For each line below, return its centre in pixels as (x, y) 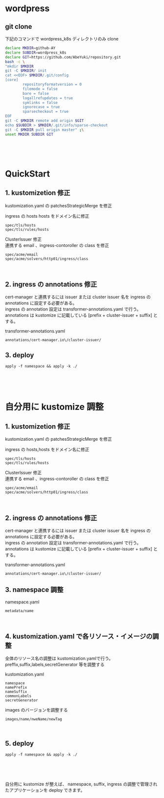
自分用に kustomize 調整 (54, 407)
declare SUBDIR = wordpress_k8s (36, 52)
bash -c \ (15, 61)
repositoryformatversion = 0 (52, 84)
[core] (12, 80)
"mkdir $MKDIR (20, 66)
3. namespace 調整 (34, 590)
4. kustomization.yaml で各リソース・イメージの (79, 637)
